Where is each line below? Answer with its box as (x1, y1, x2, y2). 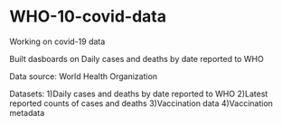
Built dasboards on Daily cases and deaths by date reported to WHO (9, 53, 264, 64)
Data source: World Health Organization (9, 70, 158, 82)
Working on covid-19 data (9, 36, 106, 47)
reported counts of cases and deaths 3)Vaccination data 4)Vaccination (9, 97, 274, 109)
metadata (9, 107, 45, 118)
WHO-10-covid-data (9, 6, 167, 27)
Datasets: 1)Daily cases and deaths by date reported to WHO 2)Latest (9, 88, 268, 99)
